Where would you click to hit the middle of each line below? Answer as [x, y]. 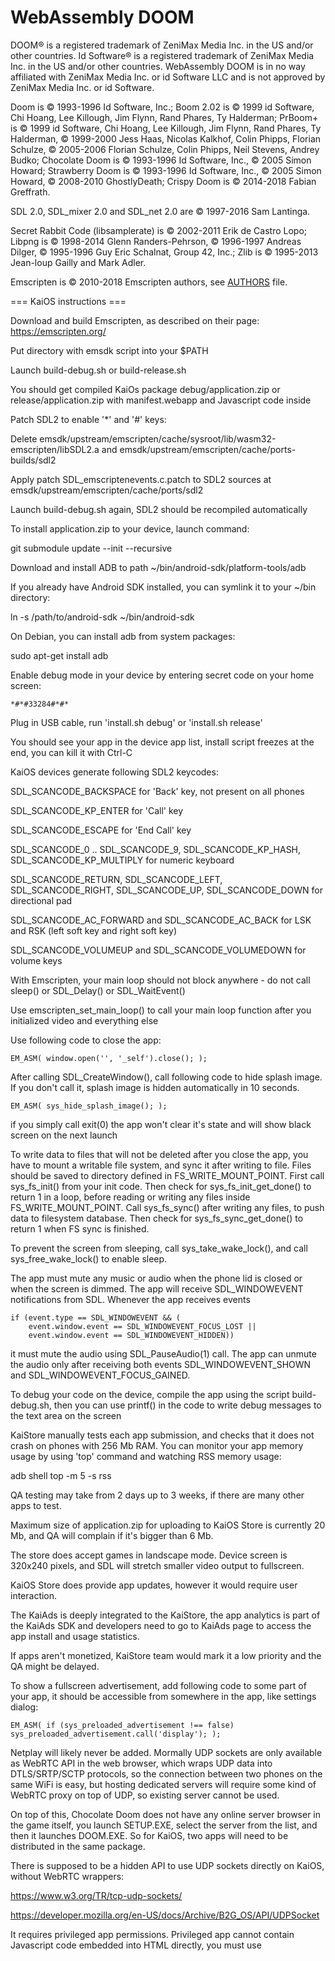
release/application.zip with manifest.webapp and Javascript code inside [161, 400]
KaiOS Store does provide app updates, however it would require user [154, 1585]
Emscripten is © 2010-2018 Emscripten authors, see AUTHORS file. [149, 282]
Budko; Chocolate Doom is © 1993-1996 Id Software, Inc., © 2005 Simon [161, 160]
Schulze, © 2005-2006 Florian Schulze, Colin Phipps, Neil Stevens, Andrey [165, 149]
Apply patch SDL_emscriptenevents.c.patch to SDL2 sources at [141, 479]
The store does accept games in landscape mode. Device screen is [149, 1555]
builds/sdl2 [33, 460]
